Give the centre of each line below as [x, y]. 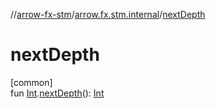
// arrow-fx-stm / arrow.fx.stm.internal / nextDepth [108, 14]
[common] [31, 82]
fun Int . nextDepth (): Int [57, 93]
